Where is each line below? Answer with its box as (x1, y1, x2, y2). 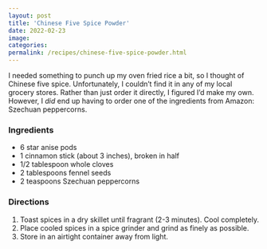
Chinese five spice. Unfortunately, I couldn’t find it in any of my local (8, 79, 233, 89)
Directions (8, 196, 49, 207)
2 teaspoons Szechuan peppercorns (19, 176, 140, 186)
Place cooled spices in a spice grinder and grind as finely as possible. (19, 223, 249, 232)
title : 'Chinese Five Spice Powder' (8, 19, 130, 27)
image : (8, 34, 30, 42)
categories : (8, 41, 48, 49)
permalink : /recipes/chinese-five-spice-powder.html (8, 49, 187, 57)
